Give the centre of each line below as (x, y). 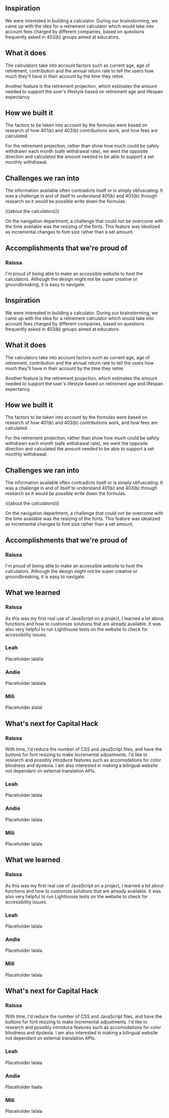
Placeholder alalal (24, 707)
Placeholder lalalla (24, 659)
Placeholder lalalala (26, 683)
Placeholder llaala (24, 1087)
